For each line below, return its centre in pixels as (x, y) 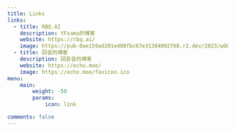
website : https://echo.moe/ (60, 65)
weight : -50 (50, 91)
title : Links (26, 14)
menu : (15, 78)
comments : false (31, 117)
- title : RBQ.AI (37, 26)
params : (43, 98)
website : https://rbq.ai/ (58, 40)
